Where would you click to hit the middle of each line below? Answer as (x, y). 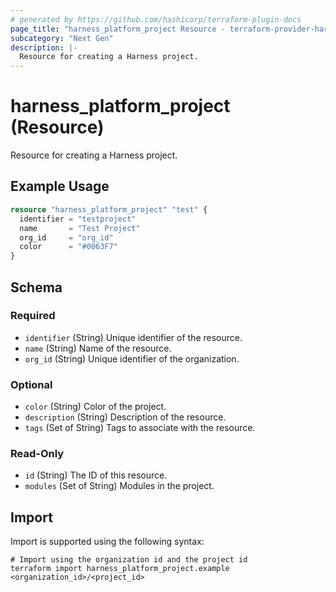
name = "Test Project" (80, 228)
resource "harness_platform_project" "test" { (109, 209)
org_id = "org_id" (66, 237)
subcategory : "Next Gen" (62, 38)
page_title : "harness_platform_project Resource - (118, 29)
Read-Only (37, 454)
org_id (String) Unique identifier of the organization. (132, 358)
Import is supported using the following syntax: (107, 542)
